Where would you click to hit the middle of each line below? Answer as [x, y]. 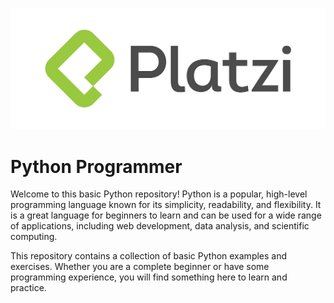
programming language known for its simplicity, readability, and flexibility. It [166, 205]
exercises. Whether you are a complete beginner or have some [140, 267]
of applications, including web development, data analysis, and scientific [160, 226]
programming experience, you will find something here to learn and [149, 277]
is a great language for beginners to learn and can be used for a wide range [166, 215]
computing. [34, 237]
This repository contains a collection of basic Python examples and [149, 256]
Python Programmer [96, 166]
